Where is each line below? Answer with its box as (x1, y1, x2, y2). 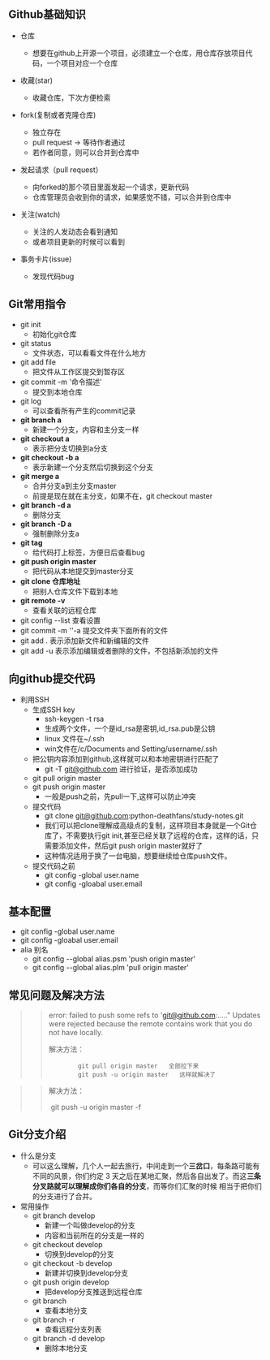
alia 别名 (19, 945, 49, 955)
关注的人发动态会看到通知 (32, 227, 118, 236)
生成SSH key (32, 705, 75, 715)
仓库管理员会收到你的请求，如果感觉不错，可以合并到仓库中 (32, 192, 232, 201)
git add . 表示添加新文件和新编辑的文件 (19, 636, 150, 645)
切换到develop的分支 (44, 1249, 114, 1259)
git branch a (19, 415, 62, 425)
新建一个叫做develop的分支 (44, 1220, 135, 1230)
